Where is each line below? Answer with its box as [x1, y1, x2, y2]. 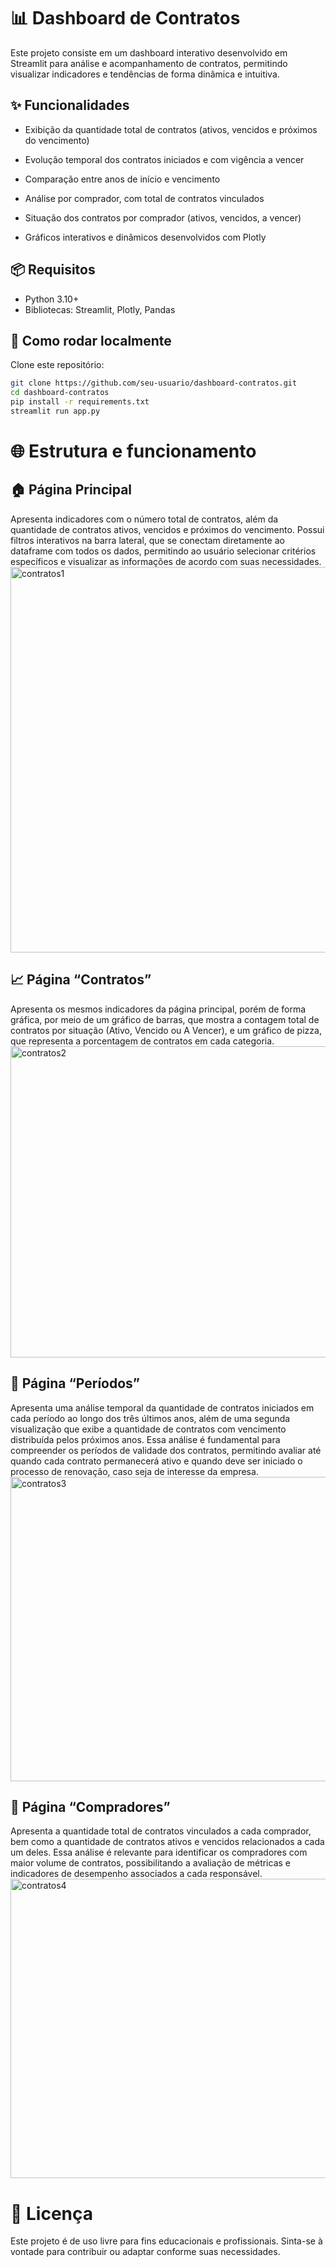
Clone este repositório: [10, 359, 105, 371]
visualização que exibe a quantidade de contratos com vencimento [10, 1423, 287, 1435]
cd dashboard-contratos [10, 388, 110, 398]
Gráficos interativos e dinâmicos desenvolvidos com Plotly [24, 231, 267, 243]
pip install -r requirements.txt [10, 397, 150, 407]
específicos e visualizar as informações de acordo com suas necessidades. [10, 555, 322, 567]
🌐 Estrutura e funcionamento [10, 440, 257, 463]
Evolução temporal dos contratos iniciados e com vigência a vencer [24, 153, 305, 165]
